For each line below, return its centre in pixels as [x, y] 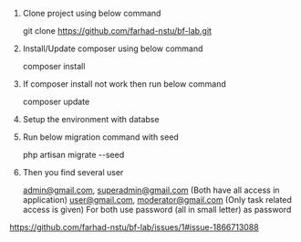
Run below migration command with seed [101, 137]
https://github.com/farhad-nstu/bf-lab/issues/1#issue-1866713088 [134, 227]
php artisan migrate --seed [73, 155]
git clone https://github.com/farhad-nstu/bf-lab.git [117, 31]
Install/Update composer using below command [113, 48]
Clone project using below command [92, 13]
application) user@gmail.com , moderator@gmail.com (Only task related [157, 200]
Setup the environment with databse [91, 119]
